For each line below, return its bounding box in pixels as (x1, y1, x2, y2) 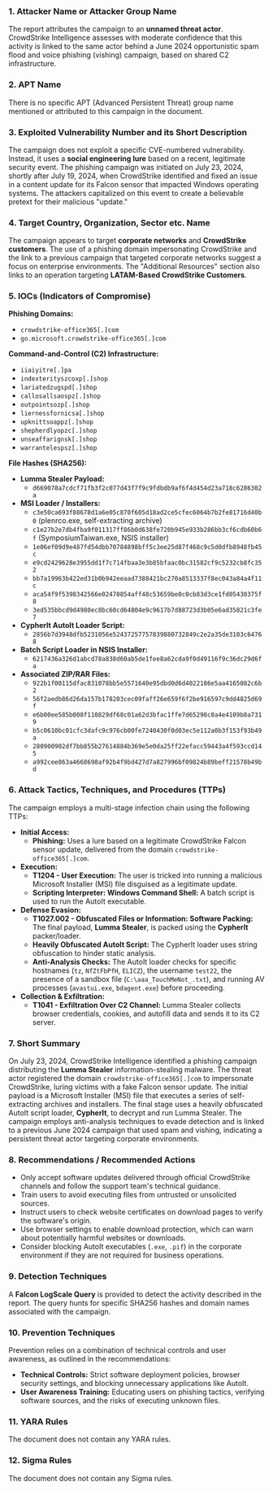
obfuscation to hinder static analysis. (32, 948, 156, 957)
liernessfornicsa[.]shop (19, 409, 105, 418)
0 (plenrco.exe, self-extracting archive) (32, 516, 162, 525)
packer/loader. (32, 931, 81, 940)
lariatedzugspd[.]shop (19, 384, 97, 392)
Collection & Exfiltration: (19, 991, 106, 1001)
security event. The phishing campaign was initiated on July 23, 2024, (8, 162, 244, 172)
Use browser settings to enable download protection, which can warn (19, 1224, 253, 1234)
